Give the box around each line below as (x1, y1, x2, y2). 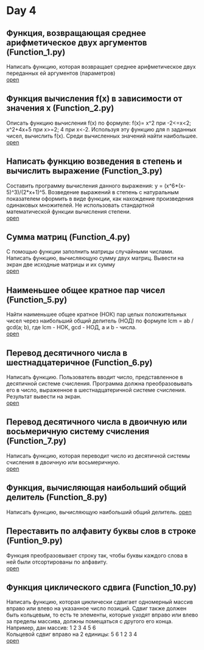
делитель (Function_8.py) (6, 492, 108, 503)
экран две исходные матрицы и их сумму (6, 261, 116, 268)
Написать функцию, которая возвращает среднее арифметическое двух (6, 63, 196, 70)
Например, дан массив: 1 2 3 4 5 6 (6, 624, 96, 632)
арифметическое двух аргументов (6, 37, 147, 47)
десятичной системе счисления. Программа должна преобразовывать (6, 380, 193, 387)
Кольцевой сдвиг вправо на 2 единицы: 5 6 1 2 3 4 (6, 631, 138, 638)
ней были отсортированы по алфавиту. (6, 558, 108, 565)
